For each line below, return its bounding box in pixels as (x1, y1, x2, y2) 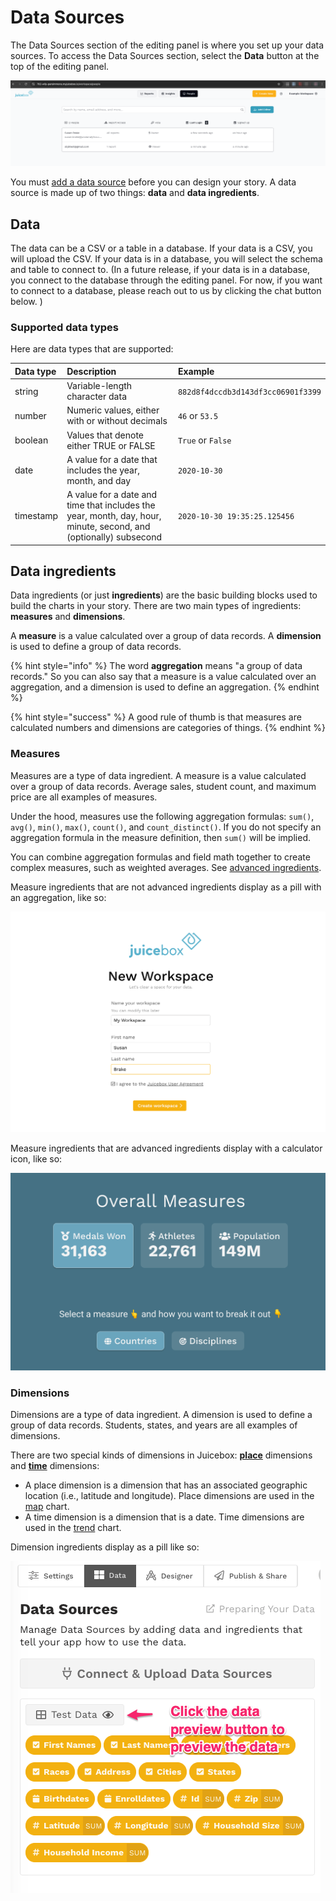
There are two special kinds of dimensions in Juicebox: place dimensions (10, 1449, 313, 1461)
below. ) (10, 296, 43, 308)
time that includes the (66, 499, 156, 511)
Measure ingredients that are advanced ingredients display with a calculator (10, 1142, 323, 1154)
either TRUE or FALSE (66, 439, 156, 451)
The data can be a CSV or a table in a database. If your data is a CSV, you (10, 242, 313, 255)
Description (66, 365, 117, 377)
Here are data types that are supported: (10, 343, 174, 355)
